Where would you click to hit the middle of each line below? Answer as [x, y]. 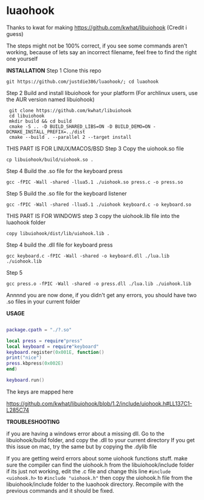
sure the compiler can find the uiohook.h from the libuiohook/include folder [100, 465]
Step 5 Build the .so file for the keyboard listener [67, 193]
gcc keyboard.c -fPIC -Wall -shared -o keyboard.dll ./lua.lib [88, 256]
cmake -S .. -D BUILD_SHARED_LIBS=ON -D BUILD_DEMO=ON [80, 126]
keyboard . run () [25, 380]
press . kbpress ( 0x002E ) [35, 364]
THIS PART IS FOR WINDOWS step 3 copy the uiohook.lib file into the [93, 216]
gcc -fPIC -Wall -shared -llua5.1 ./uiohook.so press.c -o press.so [95, 182]
